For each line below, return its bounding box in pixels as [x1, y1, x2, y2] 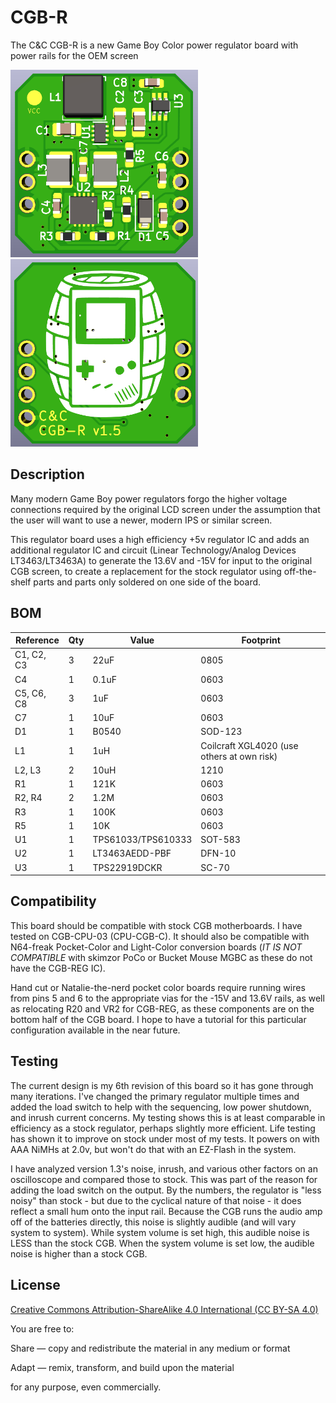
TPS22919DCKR [92, 861, 163, 873]
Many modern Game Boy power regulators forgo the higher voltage [10, 492, 288, 505]
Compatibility [10, 893, 97, 910]
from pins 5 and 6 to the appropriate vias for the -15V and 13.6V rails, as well [10, 992, 325, 1004]
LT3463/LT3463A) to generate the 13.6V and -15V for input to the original [10, 554, 313, 566]
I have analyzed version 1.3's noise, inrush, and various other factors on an [10, 1162, 318, 1175]
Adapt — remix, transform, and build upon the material [10, 1361, 235, 1373]
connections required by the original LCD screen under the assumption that [10, 503, 321, 515]
